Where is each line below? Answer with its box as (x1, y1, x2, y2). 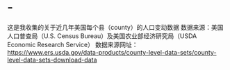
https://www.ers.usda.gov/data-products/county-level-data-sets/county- (7, 48, 217, 56)
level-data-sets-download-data (7, 55, 97, 64)
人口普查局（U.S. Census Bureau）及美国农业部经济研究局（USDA (7, 31, 197, 40)
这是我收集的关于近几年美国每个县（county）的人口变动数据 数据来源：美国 (7, 23, 224, 31)
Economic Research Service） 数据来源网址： (7, 40, 138, 49)
